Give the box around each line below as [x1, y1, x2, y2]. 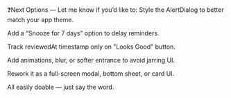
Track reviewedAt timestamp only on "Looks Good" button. [7, 42, 176, 51]
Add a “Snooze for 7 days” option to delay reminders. [7, 29, 160, 37]
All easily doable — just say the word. [7, 83, 114, 91]
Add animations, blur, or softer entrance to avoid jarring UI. [7, 56, 176, 64]
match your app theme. [7, 16, 74, 24]
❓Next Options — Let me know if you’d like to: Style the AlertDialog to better [7, 6, 224, 14]
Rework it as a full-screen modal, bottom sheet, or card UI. [7, 70, 175, 78]
